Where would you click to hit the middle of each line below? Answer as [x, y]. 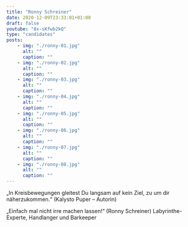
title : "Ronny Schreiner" [39, 12]
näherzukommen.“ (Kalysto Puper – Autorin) [61, 199]
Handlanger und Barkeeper [62, 217]
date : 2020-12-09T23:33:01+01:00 [49, 18]
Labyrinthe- [168, 211]
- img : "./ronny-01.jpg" [49, 46]
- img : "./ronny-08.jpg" [49, 164]
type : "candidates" [31, 35]
